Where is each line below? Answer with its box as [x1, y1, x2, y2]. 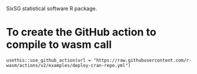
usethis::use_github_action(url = [6, 57, 92, 63]
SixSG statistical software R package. [6, 5, 98, 12]
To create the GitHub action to [6, 26, 157, 39]
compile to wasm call [6, 38, 112, 52]
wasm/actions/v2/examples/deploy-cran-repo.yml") [6, 62, 131, 68]
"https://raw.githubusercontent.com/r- [93, 57, 192, 63]
